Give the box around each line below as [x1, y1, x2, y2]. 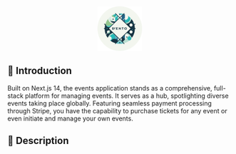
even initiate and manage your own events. [7, 114, 133, 123]
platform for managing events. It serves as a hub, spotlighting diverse [24, 91, 230, 100]
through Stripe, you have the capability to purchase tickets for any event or [7, 106, 227, 115]
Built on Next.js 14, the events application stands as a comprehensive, [7, 83, 212, 92]
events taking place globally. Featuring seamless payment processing [7, 98, 212, 108]
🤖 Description [7, 135, 69, 147]
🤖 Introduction [7, 65, 73, 77]
